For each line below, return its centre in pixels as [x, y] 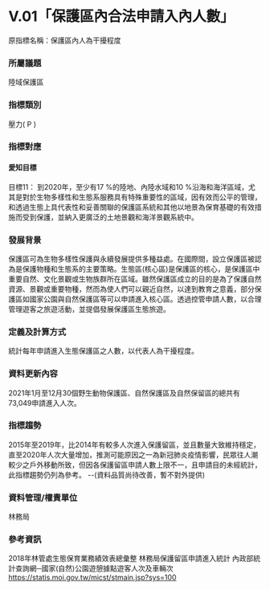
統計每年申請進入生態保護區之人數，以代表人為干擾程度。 [103, 351]
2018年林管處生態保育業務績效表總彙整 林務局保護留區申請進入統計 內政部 [131, 559]
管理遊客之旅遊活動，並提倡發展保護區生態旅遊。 [89, 309]
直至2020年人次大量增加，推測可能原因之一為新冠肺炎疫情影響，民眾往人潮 [133, 454]
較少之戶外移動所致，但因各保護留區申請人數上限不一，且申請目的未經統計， [135, 465]
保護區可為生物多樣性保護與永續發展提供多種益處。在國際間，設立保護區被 [131, 259]
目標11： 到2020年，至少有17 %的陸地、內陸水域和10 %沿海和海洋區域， [129, 186]
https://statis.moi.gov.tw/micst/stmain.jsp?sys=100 [92, 578]
